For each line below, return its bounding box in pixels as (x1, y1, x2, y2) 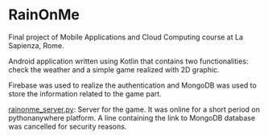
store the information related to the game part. (8, 88, 163, 98)
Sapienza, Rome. (8, 40, 64, 50)
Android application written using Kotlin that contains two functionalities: (8, 56, 249, 66)
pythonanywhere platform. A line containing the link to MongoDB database (8, 112, 256, 122)
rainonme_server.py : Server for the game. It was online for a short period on (8, 104, 260, 114)
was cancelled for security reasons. (8, 121, 127, 131)
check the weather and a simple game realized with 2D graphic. (8, 64, 220, 74)
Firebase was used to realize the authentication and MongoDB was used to (8, 80, 258, 90)
